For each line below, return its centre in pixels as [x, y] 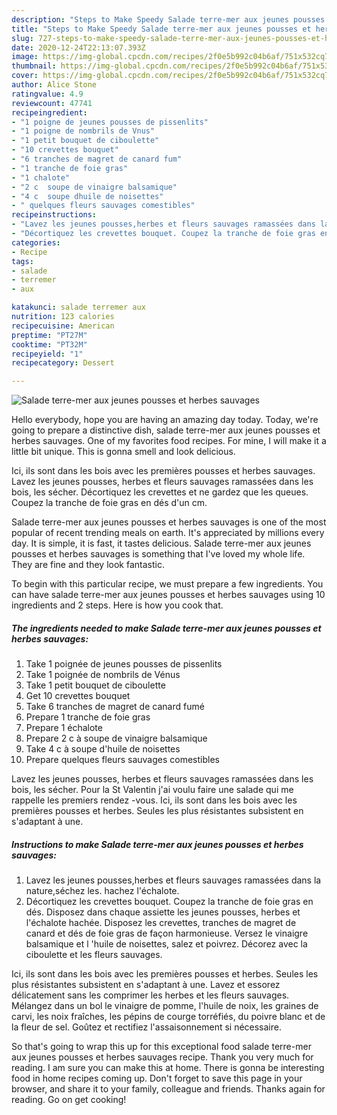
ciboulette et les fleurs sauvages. [94, 955]
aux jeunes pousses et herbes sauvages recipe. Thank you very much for [162, 1057]
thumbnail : [34, 66]
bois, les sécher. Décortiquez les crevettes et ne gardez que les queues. [160, 492]
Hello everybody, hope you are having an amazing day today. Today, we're [165, 420]
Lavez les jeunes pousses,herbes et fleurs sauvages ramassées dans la [173, 880]
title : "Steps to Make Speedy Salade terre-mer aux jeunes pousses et [161, 29]
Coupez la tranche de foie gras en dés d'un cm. [109, 503]
